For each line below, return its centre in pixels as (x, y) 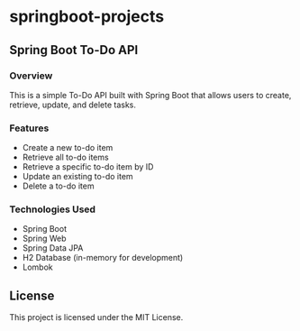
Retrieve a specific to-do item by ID (88, 167)
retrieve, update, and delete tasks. (73, 105)
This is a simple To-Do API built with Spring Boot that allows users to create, (150, 95)
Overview (31, 76)
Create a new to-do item (68, 148)
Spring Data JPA (53, 248)
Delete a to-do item (58, 186)
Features (29, 128)
